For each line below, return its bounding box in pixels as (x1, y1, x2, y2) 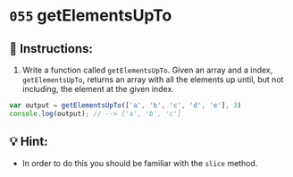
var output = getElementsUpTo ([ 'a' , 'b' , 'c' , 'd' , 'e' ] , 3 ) (9, 101, 242, 110)
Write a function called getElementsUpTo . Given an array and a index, (21, 64, 273, 75)
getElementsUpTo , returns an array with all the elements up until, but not (21, 74, 284, 85)
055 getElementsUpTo (9, 5, 172, 26)
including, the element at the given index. (21, 84, 174, 94)
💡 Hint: (9, 134, 48, 149)
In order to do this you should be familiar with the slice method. (21, 157, 258, 168)
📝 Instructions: (9, 41, 94, 56)
